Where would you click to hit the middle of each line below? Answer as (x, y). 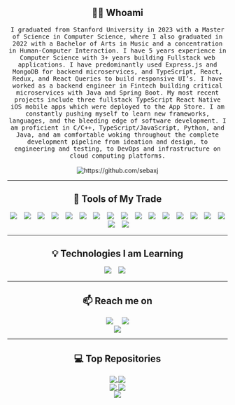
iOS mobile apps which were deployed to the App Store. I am (117, 107)
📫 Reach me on (117, 301)
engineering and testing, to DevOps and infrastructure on (117, 149)
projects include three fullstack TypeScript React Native (117, 99)
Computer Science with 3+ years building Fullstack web (117, 57)
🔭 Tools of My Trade (117, 199)
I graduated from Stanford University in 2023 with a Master (117, 29)
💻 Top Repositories (117, 358)
